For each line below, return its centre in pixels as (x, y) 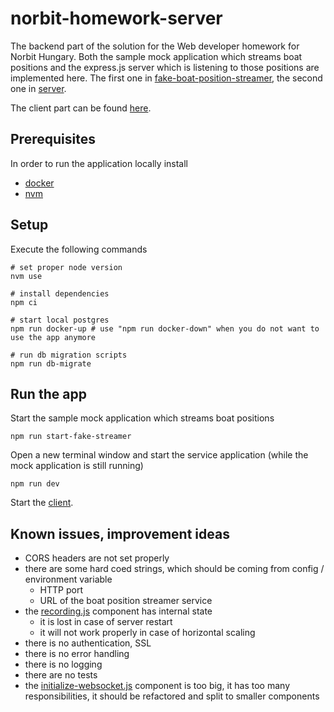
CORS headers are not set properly (97, 558)
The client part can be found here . (81, 108)
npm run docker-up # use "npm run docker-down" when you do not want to (165, 328)
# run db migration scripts (69, 355)
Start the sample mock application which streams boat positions (142, 418)
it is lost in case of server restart (106, 622)
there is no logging (63, 664)
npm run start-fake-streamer (71, 437)
